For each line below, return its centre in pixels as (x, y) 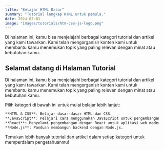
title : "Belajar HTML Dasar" (35, 10)
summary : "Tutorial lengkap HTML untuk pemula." (55, 14)
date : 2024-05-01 (23, 19)
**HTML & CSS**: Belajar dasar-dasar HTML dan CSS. (59, 114)
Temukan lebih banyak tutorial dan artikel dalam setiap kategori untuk (75, 137)
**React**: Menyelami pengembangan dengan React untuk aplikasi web (76, 123)
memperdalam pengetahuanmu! (37, 142)
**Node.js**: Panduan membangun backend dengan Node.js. (64, 128)
